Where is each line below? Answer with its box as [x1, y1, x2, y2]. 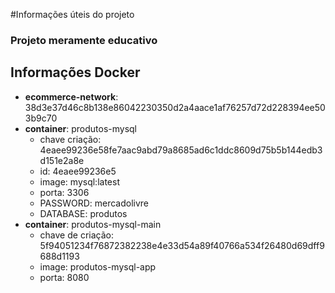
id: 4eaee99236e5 [39, 165, 117, 177]
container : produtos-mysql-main [24, 218, 162, 230]
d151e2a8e [39, 154, 85, 166]
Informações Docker [10, 64, 141, 81]
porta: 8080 [39, 271, 90, 283]
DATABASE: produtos [39, 207, 128, 219]
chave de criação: [39, 229, 114, 241]
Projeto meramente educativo [10, 33, 158, 47]
